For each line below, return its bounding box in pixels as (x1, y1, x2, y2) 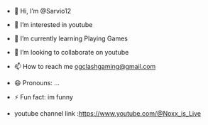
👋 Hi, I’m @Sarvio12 (13, 7, 72, 15)
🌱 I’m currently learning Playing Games (13, 34, 128, 43)
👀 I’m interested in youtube (13, 21, 93, 28)
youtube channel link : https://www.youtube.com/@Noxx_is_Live (13, 109, 201, 117)
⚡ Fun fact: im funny (13, 93, 73, 101)
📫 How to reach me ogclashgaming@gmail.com (13, 62, 156, 70)
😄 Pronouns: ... (13, 79, 60, 87)
